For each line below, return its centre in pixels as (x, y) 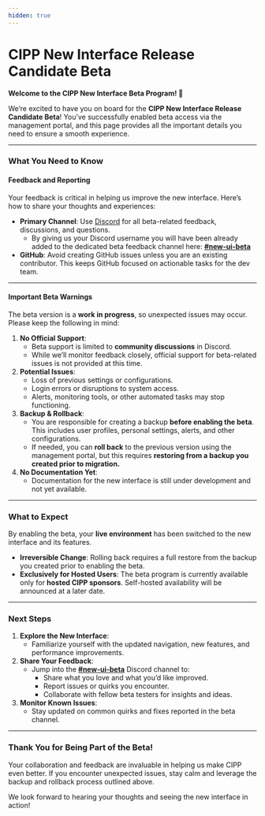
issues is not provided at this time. (87, 363)
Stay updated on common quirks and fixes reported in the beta (133, 711)
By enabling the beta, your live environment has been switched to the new (130, 534)
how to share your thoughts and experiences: (82, 206)
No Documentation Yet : (58, 472)
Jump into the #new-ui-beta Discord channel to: (110, 669)
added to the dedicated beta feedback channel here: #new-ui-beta (141, 246)
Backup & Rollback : (52, 413)
